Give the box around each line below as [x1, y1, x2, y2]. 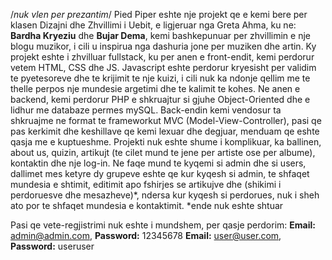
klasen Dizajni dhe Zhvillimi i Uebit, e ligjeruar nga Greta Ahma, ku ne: [10, 19, 297, 31]
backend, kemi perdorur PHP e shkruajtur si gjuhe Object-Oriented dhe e [10, 94, 311, 105]
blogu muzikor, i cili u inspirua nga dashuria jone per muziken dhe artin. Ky [10, 40, 317, 52]
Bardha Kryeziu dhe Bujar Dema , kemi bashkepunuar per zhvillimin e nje [10, 30, 311, 41]
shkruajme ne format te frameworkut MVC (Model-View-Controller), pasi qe [10, 115, 322, 126]
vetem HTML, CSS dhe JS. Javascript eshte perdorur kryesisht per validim [10, 62, 317, 73]
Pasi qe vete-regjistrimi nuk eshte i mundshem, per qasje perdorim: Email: [10, 219, 316, 231]
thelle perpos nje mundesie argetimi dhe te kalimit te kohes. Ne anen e [10, 83, 301, 94]
